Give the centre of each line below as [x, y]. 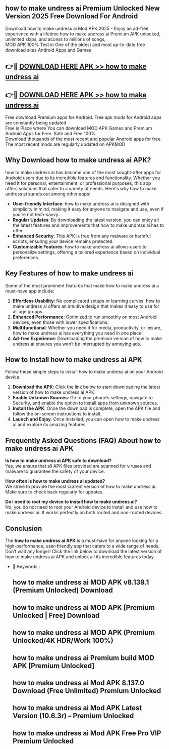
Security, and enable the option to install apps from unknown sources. [85, 403]
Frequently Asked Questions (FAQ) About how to [83, 441]
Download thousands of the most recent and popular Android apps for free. [84, 139]
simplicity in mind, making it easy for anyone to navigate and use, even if [88, 209]
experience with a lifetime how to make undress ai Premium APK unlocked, [83, 34]
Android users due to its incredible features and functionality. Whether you [83, 178]
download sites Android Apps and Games [48, 50]
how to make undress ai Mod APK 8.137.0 [78, 683]
